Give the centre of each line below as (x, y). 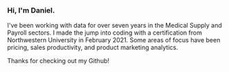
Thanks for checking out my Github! (58, 61)
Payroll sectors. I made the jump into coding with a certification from (105, 33)
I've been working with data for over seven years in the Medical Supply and (115, 26)
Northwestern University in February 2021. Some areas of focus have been (114, 40)
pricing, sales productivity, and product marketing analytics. (93, 48)
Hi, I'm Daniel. (31, 10)
